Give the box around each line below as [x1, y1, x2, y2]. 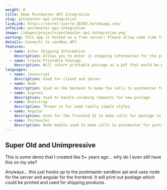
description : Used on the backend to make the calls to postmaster [14, 85, 157, 91]
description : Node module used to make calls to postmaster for [14, 123, 150, 127]
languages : [5, 67, 28, 72]
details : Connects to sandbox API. [5, 40, 79, 45]
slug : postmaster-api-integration [5, 16, 77, 21]
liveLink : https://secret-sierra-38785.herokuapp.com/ [5, 21, 121, 26]
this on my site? [5, 159, 37, 165]
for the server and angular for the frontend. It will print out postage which [5, 174, 155, 180]
